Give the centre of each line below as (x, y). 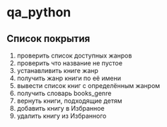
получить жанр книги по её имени (69, 78)
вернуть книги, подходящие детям (69, 101)
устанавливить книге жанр (57, 71)
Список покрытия (48, 39)
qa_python (39, 12)
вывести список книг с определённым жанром (88, 85)
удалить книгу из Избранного (62, 116)
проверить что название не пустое (70, 63)
